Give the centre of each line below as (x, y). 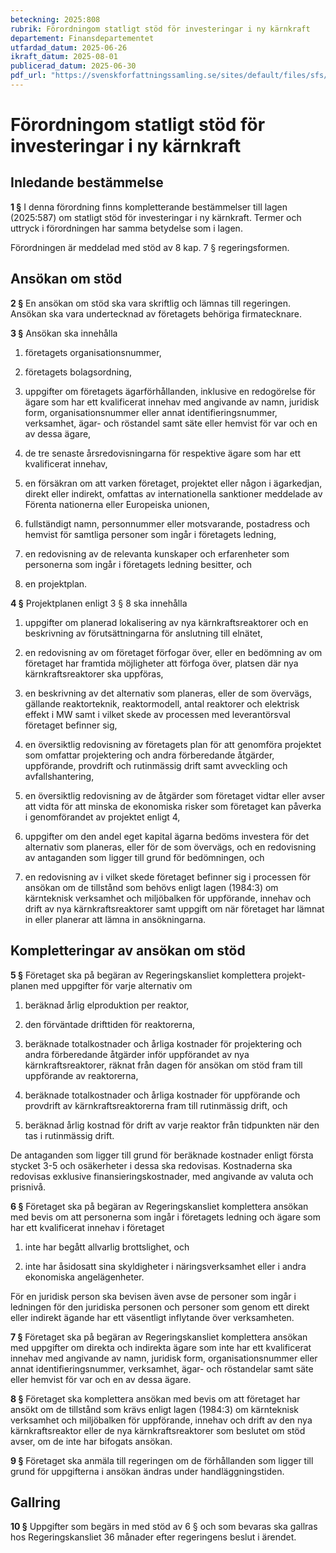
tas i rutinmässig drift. (69, 1135)
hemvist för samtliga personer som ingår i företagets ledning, (150, 534)
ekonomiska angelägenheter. (84, 1277)
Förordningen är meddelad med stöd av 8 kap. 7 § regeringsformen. (150, 247)
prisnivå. (28, 1187)
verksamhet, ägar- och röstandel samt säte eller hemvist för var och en (171, 423)
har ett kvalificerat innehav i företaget (87, 1227)
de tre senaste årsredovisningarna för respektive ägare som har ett (162, 453)
